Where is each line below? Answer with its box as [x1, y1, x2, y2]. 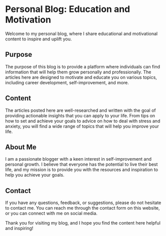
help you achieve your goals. [5, 172, 64, 178]
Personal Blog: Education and [5, 3, 130, 15]
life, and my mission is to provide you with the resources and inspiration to [5, 167, 158, 173]
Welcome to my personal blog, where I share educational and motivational [5, 30, 158, 36]
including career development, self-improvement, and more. [5, 79, 129, 85]
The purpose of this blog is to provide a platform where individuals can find [5, 63, 160, 69]
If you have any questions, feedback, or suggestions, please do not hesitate [5, 200, 161, 206]
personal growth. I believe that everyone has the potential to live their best [5, 161, 158, 168]
